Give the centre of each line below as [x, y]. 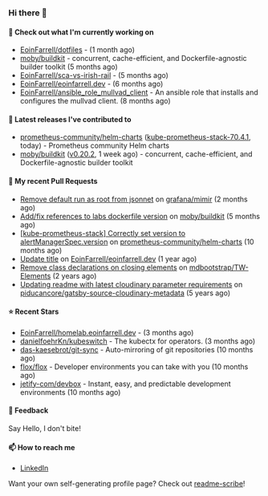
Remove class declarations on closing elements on [104, 267]
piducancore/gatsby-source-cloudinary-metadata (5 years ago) [125, 293]
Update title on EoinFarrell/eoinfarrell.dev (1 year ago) [108, 258]
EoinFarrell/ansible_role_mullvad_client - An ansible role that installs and [139, 92]
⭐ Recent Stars [34, 311]
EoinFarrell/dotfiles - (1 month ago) [77, 50]
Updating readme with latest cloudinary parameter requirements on [131, 284]
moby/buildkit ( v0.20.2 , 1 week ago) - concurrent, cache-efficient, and [136, 154]
